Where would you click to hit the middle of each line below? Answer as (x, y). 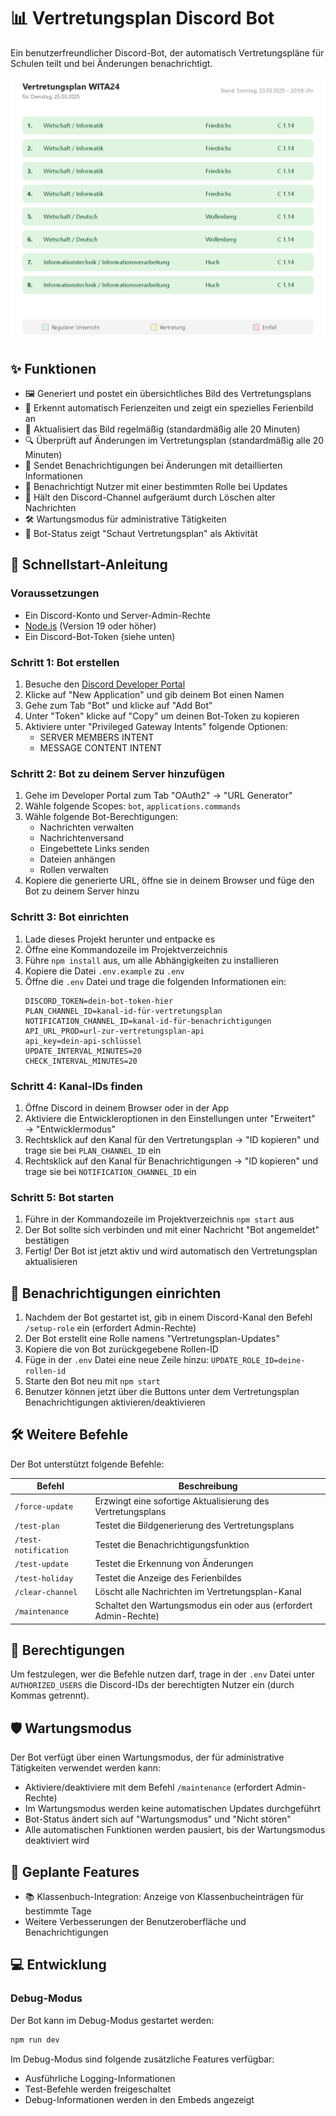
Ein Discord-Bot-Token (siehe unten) (100, 636)
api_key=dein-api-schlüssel (83, 1041)
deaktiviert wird (57, 1841)
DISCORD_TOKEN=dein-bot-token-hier (99, 1001)
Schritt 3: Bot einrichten (70, 917)
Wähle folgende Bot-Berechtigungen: (101, 817)
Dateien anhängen (77, 859)
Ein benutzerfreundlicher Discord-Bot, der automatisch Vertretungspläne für (167, 52)
